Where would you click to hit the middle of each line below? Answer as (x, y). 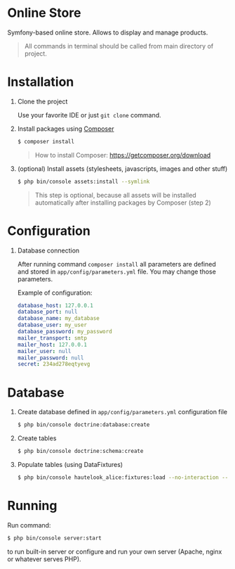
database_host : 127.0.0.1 (55, 305)
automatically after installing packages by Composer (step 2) (123, 203)
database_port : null (47, 312)
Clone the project (42, 101)
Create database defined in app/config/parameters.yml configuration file (122, 412)
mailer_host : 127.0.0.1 (52, 345)
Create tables (37, 438)
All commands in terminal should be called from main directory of (119, 46)
